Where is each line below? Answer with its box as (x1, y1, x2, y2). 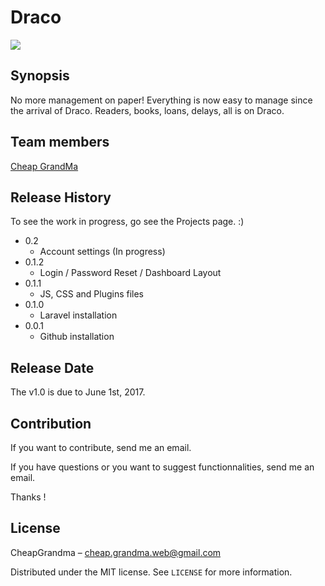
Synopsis (10, 67, 70, 85)
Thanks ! (10, 491, 47, 503)
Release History (10, 189, 112, 206)
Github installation (39, 331, 115, 343)
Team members (10, 134, 110, 151)
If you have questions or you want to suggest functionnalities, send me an (10, 461, 315, 473)
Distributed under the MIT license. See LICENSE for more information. (10, 566, 293, 578)
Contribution (10, 415, 92, 432)
